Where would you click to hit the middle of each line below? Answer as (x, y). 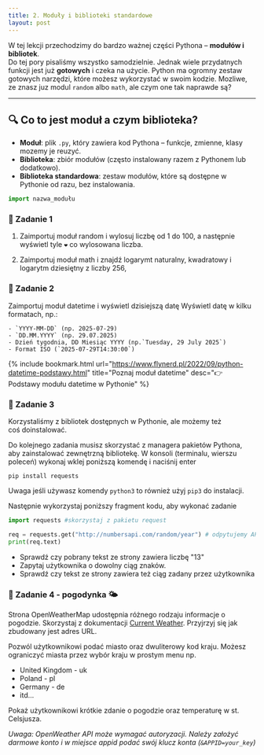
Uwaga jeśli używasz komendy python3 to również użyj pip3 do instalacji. (126, 491)
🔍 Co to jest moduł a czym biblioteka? (103, 120)
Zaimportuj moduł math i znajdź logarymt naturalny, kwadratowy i (125, 260)
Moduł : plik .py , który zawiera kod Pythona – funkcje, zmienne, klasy (131, 143)
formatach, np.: (33, 314)
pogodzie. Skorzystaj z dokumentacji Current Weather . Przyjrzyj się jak (123, 623)
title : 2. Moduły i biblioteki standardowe (81, 15)
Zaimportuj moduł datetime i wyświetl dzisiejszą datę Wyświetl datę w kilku (130, 306)
